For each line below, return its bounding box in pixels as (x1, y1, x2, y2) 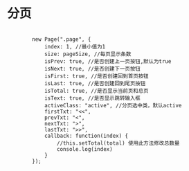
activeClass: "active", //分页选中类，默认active (44, 102, 182, 109)
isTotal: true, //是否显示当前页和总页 (44, 87, 149, 94)
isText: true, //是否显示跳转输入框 (44, 94, 141, 102)
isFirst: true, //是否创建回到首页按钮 (44, 73, 149, 80)
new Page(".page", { (32, 35, 91, 43)
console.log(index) (56, 145, 113, 152)
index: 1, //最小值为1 (44, 43, 106, 50)
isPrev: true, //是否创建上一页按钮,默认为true (44, 57, 172, 65)
